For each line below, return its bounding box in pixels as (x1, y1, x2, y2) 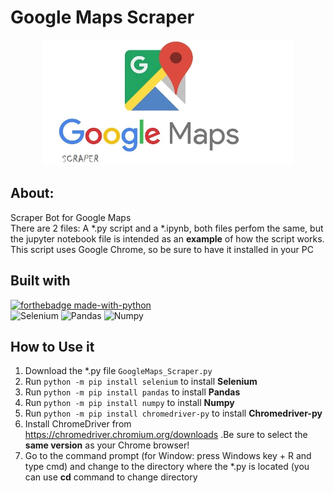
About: (10, 185, 55, 202)
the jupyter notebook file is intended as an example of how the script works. (10, 232, 325, 245)
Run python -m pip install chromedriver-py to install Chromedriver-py (24, 407, 323, 420)
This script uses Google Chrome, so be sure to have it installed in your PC (10, 243, 314, 255)
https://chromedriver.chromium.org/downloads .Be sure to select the (24, 429, 308, 441)
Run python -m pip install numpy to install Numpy (24, 397, 235, 409)
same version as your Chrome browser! (24, 439, 190, 451)
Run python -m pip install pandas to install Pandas (24, 386, 241, 398)
